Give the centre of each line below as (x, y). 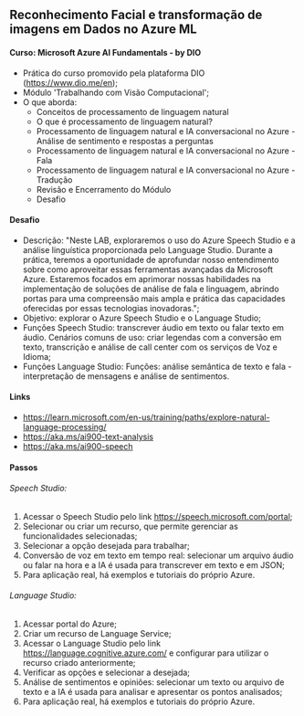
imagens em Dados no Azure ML (104, 30)
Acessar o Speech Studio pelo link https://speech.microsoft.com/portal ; (157, 516)
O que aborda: (50, 102)
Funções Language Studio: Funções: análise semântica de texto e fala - (157, 366)
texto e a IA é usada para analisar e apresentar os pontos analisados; (152, 692)
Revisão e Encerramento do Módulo (104, 189)
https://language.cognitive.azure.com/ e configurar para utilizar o (146, 653)
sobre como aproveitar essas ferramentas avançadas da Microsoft (148, 269)
